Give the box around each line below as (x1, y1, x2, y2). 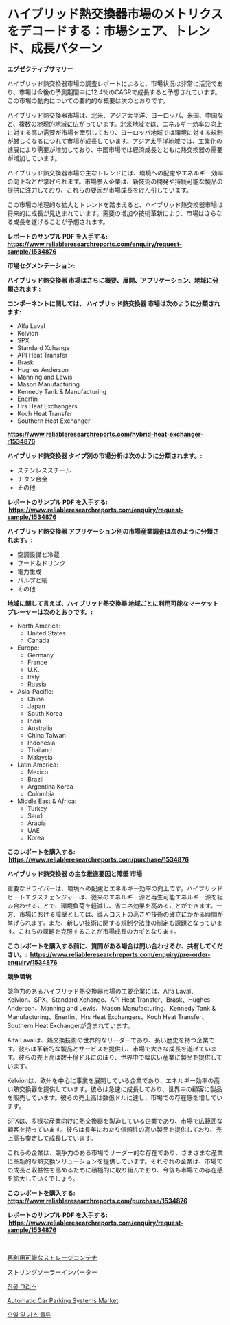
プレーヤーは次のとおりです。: (7, 608, 93, 616)
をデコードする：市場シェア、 (7, 23, 175, 39)
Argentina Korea (27, 782, 73, 791)
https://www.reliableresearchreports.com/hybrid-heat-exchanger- (7, 430, 204, 438)
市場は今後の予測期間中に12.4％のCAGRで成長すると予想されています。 (19, 87, 221, 96)
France (27, 658, 48, 666)
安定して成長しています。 (25, 1134, 97, 1142)
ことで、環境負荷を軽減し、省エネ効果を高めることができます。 (36, 901, 217, 910)
